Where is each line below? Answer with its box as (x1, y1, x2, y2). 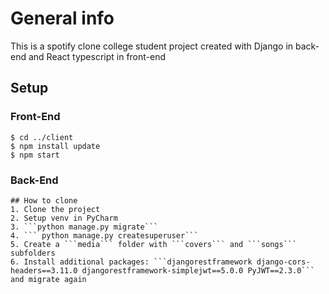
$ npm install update (10, 141, 101, 151)
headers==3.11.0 (10, 265, 78, 276)
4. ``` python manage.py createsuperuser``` (10, 230, 199, 241)
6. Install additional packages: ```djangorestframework (10, 257, 253, 267)
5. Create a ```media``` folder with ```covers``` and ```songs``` (10, 239, 298, 249)
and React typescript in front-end (28, 50, 167, 62)
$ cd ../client (10, 132, 74, 142)
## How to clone (10, 195, 78, 206)
